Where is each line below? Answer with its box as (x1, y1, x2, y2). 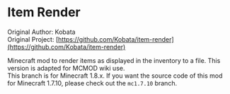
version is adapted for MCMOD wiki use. (7, 64, 125, 72)
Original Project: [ (7, 35, 59, 43)
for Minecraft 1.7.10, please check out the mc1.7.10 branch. (7, 78, 178, 87)
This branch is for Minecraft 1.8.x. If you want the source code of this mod (7, 71, 223, 80)
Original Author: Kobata (7, 28, 76, 36)
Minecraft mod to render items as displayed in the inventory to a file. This (7, 56, 221, 64)
